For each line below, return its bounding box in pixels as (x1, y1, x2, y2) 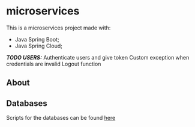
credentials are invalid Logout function (6, 60, 101, 67)
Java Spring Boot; (14, 36, 59, 43)
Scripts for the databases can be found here (6, 114, 116, 122)
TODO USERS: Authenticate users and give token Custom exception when (6, 54, 190, 61)
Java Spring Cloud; (14, 42, 63, 49)
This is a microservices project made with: (6, 24, 111, 31)
